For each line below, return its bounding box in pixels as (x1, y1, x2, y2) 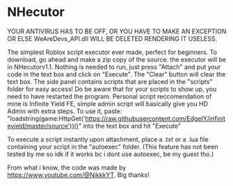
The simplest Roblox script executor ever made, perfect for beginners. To (7, 48, 218, 56)
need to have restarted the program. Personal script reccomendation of (7, 92, 212, 101)
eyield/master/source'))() (7, 121, 79, 130)
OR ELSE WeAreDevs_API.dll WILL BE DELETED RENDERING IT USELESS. (7, 34, 218, 42)
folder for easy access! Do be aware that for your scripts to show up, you (7, 85, 217, 93)
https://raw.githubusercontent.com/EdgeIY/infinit (85, 114, 226, 122)
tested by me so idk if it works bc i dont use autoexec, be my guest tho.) (7, 150, 214, 158)
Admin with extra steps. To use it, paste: (7, 107, 122, 115)
